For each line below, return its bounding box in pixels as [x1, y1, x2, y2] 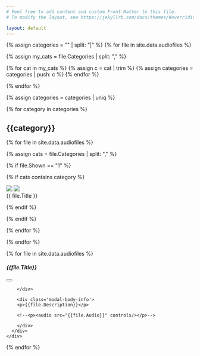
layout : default [6, 25, 46, 31]
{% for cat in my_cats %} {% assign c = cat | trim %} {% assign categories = [6, 65, 193, 72]
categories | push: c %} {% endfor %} [6, 71, 99, 78]
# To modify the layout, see [6, 14, 79, 20]
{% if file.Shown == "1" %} [6, 162, 71, 169]
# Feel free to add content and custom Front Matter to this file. [6, 8, 177, 15]
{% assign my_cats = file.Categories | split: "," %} [6, 53, 127, 60]
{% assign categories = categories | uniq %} [6, 94, 115, 102]
